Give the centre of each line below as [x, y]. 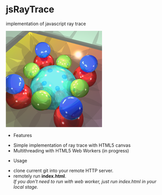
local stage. [26, 187]
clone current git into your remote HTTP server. [63, 170]
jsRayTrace [30, 9]
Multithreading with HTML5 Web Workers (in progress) [71, 150]
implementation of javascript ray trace [46, 24]
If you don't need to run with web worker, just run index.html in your [85, 181]
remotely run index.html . [39, 176]
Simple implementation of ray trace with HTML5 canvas [72, 145]
